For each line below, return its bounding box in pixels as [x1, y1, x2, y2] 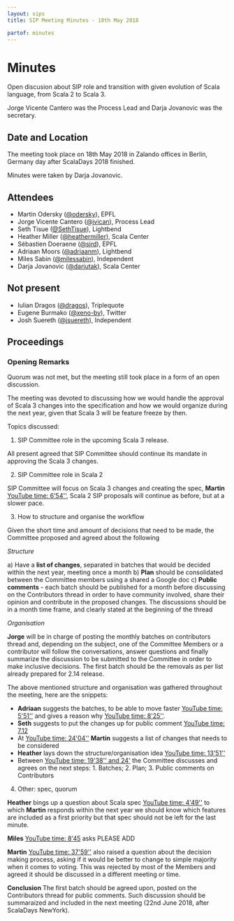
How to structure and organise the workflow [17, 513, 145, 521]
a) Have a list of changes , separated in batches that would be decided [7, 561, 211, 569]
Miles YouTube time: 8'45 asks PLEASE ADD [7, 834, 136, 843]
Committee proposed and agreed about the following [7, 534, 160, 542]
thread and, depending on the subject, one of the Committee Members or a [7, 640, 224, 649]
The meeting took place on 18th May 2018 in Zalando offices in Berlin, [7, 150, 208, 158]
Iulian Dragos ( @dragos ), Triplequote [17, 300, 124, 309]
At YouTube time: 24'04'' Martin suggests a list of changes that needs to [17, 734, 228, 742]
